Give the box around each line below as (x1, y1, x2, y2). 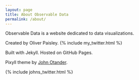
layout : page (5, 7, 33, 12)
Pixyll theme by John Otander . (5, 59, 68, 65)
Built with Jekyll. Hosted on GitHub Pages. (5, 49, 93, 55)
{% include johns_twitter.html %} (5, 69, 74, 75)
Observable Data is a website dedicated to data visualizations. (5, 30, 134, 36)
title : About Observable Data (5, 12, 69, 17)
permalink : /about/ (5, 16, 46, 21)
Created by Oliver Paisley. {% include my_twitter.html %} (5, 40, 122, 46)
